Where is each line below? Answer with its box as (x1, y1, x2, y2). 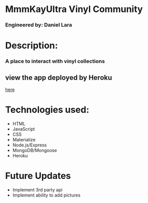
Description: (5, 40, 58, 51)
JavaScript (12, 126, 35, 132)
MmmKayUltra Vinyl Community (5, 4, 143, 15)
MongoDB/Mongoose (12, 147, 57, 153)
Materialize (12, 136, 36, 142)
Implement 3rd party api (12, 186, 63, 192)
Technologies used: (5, 104, 89, 116)
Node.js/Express (12, 142, 47, 148)
